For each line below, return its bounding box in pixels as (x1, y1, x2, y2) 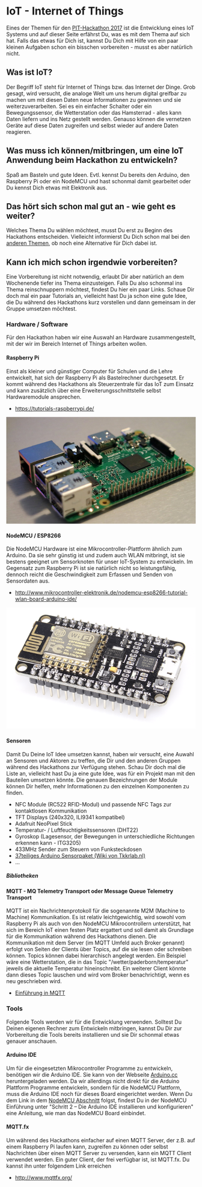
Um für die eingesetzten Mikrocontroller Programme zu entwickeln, (6, 1065, 173, 1072)
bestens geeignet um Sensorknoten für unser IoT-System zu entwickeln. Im (6, 558, 194, 565)
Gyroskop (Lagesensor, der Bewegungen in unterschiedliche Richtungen (14, 832, 195, 840)
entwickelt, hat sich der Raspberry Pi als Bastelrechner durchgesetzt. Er (6, 374, 185, 381)
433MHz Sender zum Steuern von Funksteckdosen (14, 846, 142, 853)
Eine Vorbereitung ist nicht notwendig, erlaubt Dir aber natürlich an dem (6, 273, 185, 280)
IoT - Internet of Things (6, 4, 124, 18)
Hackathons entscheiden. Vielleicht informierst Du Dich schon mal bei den (6, 233, 191, 241)
